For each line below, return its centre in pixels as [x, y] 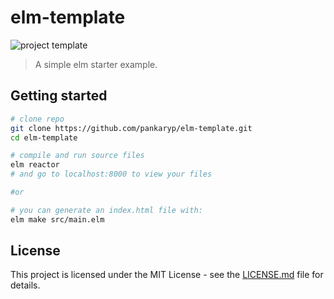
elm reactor [35, 165]
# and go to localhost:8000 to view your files [111, 174]
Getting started [59, 96]
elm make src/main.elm [57, 219]
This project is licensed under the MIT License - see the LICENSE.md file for [167, 275]
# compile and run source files [77, 156]
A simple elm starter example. [96, 64]
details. [25, 285]
